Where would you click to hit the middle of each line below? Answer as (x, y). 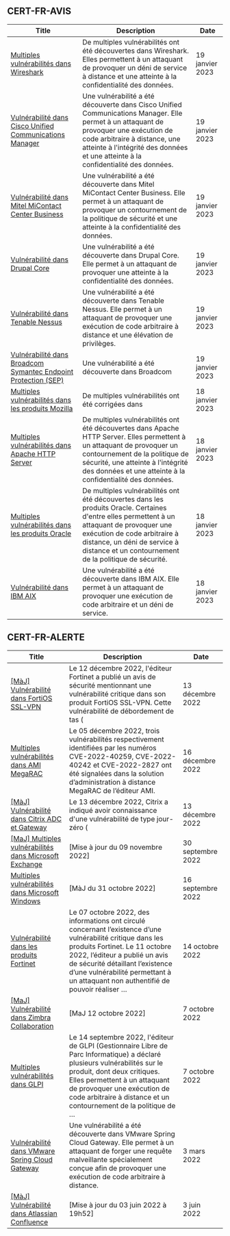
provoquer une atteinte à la (125, 272)
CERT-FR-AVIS (39, 11)
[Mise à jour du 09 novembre (116, 847)
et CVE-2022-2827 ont (132, 765)
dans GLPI (27, 1084)
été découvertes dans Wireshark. (136, 51)
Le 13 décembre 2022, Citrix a (119, 802)
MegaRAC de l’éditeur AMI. (112, 790)
